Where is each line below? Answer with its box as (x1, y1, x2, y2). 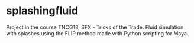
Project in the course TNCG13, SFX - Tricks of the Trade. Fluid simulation (6, 24, 184, 31)
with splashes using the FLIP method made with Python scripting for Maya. (6, 29, 189, 37)
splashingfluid (6, 4, 79, 18)
